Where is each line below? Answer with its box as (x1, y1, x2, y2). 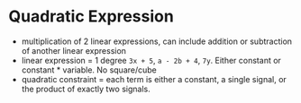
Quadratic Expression (8, 6, 175, 27)
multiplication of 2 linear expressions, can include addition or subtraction (21, 36, 293, 47)
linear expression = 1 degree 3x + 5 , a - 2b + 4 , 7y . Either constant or (21, 55, 281, 65)
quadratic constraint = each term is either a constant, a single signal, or (21, 73, 287, 84)
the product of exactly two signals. (21, 83, 150, 94)
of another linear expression (21, 45, 127, 56)
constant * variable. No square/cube (21, 64, 157, 75)
